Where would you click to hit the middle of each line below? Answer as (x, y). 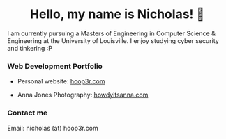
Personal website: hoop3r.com (61, 81)
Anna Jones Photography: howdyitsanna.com (83, 95)
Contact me (28, 113)
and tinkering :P (30, 48)
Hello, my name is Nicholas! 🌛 (117, 14)
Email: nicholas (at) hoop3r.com (53, 128)
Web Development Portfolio (55, 66)
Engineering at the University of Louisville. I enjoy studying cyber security (113, 40)
